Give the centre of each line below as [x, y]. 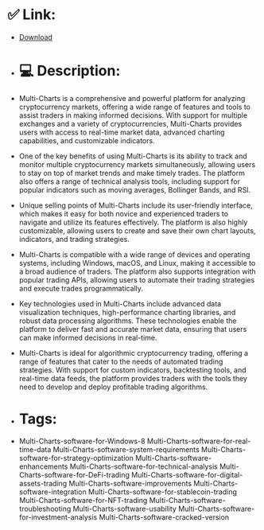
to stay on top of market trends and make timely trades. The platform [132, 173]
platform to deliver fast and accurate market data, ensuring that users [133, 329]
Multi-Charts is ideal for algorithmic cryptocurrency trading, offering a [133, 353]
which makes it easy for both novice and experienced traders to [123, 213]
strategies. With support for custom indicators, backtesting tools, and [133, 370]
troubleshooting [45, 509]
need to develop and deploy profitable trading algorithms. [113, 387]
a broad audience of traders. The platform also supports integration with [137, 271]
